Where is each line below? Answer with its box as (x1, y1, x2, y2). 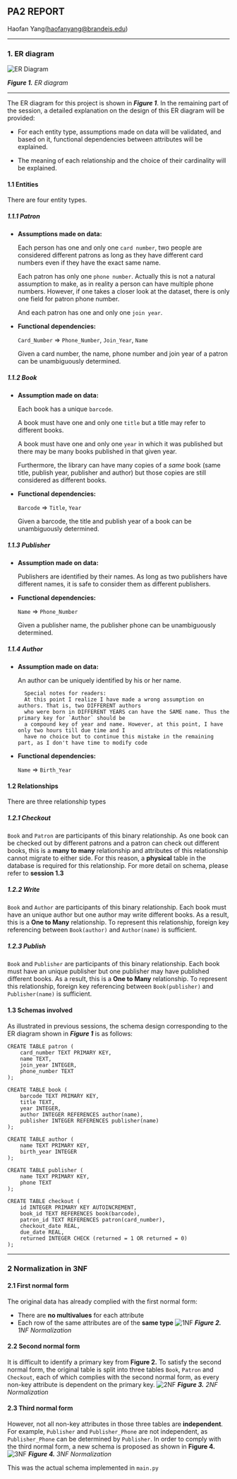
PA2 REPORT (7, 6, 65, 18)
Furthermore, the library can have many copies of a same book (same (17, 461, 221, 470)
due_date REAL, (20, 1229, 65, 1236)
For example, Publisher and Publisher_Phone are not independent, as (7, 1427, 208, 1436)
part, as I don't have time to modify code (17, 739, 148, 747)
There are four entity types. (7, 196, 87, 204)
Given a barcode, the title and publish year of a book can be (17, 517, 192, 526)
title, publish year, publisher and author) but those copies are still (17, 468, 207, 477)
